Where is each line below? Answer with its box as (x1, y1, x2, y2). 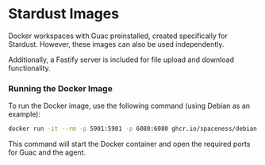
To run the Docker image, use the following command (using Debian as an (8, 101, 251, 111)
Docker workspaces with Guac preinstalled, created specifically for (8, 31, 228, 40)
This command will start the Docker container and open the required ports (8, 140, 251, 149)
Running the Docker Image (8, 82, 113, 94)
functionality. (8, 63, 52, 72)
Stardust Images (8, 5, 120, 23)
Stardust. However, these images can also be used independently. (8, 39, 225, 48)
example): (8, 109, 41, 119)
